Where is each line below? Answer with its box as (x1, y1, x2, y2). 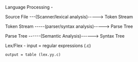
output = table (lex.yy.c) (5, 52, 61, 57)
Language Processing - (5, 4, 53, 10)
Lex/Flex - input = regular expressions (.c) (5, 43, 91, 49)
